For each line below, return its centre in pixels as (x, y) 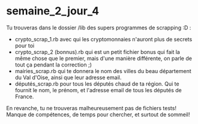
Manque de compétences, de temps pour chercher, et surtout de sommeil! (98, 114)
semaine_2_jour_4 (53, 11)
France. (24, 96)
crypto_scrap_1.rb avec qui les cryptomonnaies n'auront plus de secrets (103, 39)
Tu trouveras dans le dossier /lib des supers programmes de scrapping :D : (99, 28)
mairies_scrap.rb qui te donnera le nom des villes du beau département (103, 71)
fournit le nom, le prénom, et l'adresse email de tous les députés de (98, 90)
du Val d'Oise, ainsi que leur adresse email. (68, 77)
